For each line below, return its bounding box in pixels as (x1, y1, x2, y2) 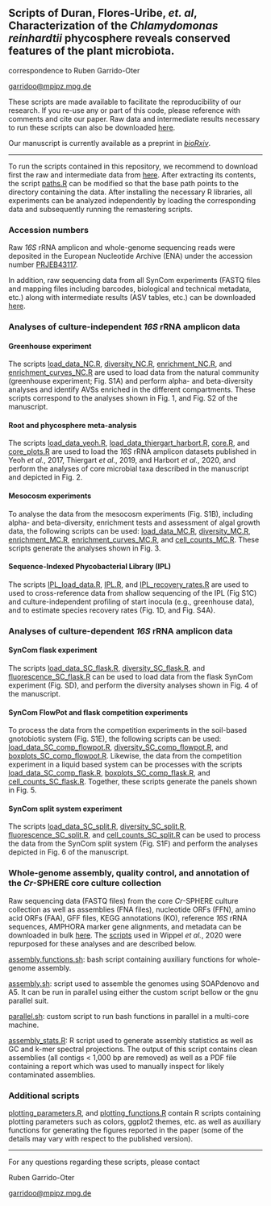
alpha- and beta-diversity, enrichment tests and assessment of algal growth (8, 518, 261, 527)
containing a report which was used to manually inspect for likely (8, 1061, 224, 1071)
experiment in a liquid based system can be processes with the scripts (8, 759, 243, 769)
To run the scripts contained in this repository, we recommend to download (8, 161, 258, 171)
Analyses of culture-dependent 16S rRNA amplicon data (8, 625, 233, 636)
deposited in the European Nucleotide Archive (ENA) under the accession (8, 252, 252, 261)
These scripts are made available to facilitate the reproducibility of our (8, 97, 242, 106)
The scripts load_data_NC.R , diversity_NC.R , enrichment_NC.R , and (8, 359, 232, 369)
